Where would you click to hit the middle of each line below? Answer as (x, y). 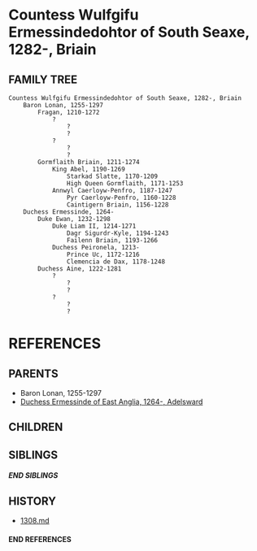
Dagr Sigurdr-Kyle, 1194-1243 (118, 233)
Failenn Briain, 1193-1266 (112, 241)
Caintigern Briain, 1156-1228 (118, 205)
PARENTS (33, 373)
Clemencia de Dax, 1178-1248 (115, 262)
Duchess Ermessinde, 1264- (69, 212)
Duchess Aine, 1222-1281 (80, 269)
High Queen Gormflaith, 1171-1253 (125, 184)
